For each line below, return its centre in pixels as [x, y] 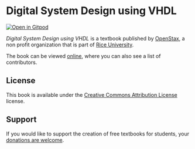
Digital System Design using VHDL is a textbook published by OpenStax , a [96, 38]
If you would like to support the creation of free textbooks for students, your [97, 134]
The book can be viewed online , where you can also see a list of [83, 56]
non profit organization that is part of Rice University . [70, 45]
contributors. [22, 62]
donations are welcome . [35, 140]
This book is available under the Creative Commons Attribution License [92, 94]
